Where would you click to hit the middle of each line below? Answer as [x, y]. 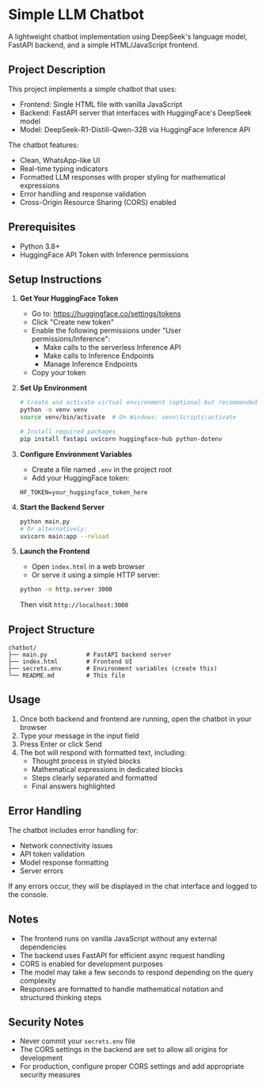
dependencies [43, 947]
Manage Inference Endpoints [90, 364]
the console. [28, 894]
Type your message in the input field [80, 735]
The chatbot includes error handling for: [73, 830]
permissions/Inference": [71, 339]
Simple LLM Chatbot [76, 15]
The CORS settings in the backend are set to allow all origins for [123, 1050]
